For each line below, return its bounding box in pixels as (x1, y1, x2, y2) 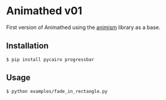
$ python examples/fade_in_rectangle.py (6, 88, 108, 94)
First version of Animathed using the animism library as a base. (6, 24, 161, 31)
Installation (6, 41, 49, 51)
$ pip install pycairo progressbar (6, 56, 95, 63)
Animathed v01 (6, 4, 83, 18)
